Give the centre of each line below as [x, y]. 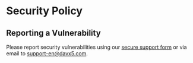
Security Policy [45, 11]
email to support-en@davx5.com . [47, 53]
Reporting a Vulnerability [53, 33]
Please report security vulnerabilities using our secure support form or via [96, 47]
